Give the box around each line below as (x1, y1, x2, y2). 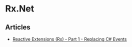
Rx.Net (5, 3, 34, 14)
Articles (5, 23, 31, 31)
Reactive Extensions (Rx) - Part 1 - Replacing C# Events (12, 36, 127, 42)
